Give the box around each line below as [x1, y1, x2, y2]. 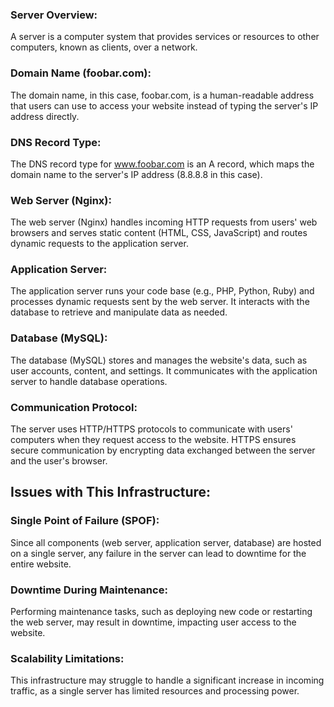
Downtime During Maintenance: [10, 583, 168, 597]
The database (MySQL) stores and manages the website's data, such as [10, 354, 308, 366]
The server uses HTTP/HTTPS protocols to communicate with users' [10, 423, 293, 435]
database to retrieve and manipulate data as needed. [10, 306, 228, 318]
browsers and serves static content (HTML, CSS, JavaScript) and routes [10, 227, 308, 239]
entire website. [10, 558, 72, 570]
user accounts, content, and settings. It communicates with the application [10, 364, 318, 377]
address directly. [10, 110, 80, 122]
